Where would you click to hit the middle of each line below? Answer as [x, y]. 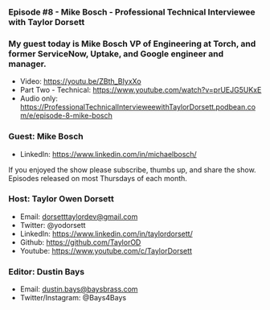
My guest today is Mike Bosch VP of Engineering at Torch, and [132, 43]
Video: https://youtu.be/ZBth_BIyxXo [81, 81]
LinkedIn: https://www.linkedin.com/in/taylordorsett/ [106, 234]
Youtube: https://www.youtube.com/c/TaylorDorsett [106, 250]
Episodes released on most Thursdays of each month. [98, 178]
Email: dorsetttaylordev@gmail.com [79, 217]
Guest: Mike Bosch [46, 137]
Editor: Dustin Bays [47, 271]
